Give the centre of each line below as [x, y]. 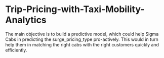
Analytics [26, 20]
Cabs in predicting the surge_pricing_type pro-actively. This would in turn [82, 39]
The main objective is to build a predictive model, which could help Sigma [82, 34]
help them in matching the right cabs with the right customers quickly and [82, 44]
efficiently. [16, 50]
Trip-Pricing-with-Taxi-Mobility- [75, 9]
